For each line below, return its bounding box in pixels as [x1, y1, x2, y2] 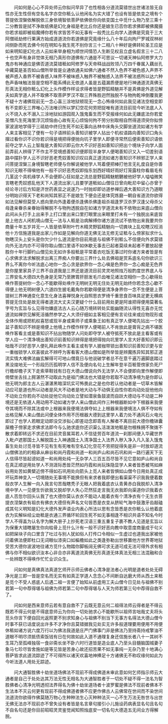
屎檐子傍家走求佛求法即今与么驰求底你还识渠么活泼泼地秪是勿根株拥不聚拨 [5, 424, 158, 430]
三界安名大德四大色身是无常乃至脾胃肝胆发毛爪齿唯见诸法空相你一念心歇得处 [5, 274, 163, 280]
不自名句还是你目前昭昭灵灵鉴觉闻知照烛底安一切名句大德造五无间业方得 [5, 707, 154, 713]
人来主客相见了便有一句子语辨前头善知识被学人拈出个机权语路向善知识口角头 [5, 130, 163, 135]
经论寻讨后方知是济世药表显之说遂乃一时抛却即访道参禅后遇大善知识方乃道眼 [5, 186, 163, 192]
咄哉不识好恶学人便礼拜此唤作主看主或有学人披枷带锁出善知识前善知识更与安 [5, 343, 163, 348]
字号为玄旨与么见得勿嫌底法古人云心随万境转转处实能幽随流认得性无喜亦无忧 [5, 305, 163, 311]
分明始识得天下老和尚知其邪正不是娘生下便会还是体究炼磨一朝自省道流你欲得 [5, 193, 163, 198]
